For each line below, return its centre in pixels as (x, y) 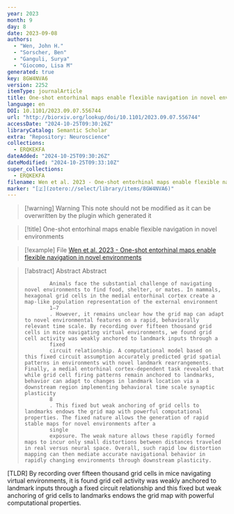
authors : (20, 40)
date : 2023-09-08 (32, 33)
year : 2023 (23, 14)
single (59, 430)
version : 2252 (28, 85)
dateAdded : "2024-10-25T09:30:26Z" (59, 156)
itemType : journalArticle (45, 91)
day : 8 (17, 26)
